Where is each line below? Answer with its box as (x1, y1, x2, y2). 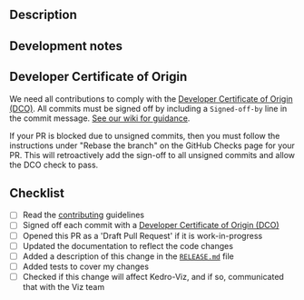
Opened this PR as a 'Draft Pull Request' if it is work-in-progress (22, 230, 263, 241)
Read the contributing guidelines (22, 209, 145, 221)
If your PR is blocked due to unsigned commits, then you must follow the (9, 130, 280, 141)
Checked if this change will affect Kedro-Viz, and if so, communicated (22, 271, 284, 282)
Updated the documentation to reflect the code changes (22, 240, 234, 251)
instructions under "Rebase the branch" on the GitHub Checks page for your (9, 140, 295, 151)
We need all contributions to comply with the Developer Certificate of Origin (9, 93, 293, 104)
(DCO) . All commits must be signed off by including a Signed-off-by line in (9, 103, 288, 114)
